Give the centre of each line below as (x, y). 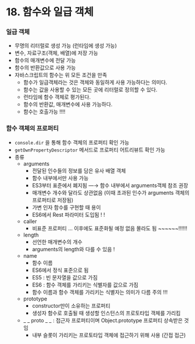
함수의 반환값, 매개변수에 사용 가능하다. (68, 104)
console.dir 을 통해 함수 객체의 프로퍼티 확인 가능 (72, 142)
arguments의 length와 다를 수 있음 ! (73, 249)
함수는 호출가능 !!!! (44, 112)
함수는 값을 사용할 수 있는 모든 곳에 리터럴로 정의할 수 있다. (90, 90)
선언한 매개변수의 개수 (57, 242)
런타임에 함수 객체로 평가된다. (57, 97)
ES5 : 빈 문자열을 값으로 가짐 (65, 277)
